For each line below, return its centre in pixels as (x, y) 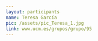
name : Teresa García (32, 17)
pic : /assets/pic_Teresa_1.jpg (45, 23)
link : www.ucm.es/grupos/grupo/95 (49, 29)
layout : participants (33, 12)
